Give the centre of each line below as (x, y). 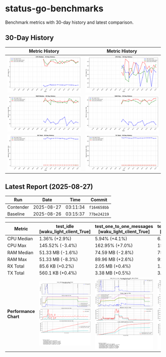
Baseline (16, 214)
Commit (99, 200)
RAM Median (20, 252)
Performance (21, 311)
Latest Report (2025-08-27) (49, 187)
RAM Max (17, 259)
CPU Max (17, 246)
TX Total (16, 273)
